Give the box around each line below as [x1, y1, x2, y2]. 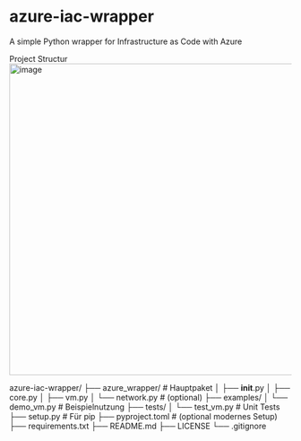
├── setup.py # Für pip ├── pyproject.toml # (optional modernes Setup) [9, 410, 278, 421]
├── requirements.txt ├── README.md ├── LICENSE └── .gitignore [9, 420, 267, 431]
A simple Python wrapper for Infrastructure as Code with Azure [9, 36, 243, 47]
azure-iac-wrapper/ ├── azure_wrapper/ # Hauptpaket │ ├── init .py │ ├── [9, 382, 291, 392]
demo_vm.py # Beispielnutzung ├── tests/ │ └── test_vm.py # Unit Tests [9, 401, 280, 412]
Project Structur [9, 53, 68, 64]
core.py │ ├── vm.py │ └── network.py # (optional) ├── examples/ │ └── [9, 392, 288, 402]
